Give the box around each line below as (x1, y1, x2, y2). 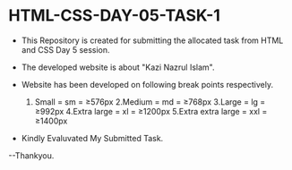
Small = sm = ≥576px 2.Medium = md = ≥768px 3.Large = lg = (34, 96, 266, 107)
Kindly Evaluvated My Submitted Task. (21, 132, 164, 143)
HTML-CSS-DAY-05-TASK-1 (8, 5, 221, 26)
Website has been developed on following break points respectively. (21, 79, 274, 89)
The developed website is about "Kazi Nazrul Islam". (21, 62, 215, 72)
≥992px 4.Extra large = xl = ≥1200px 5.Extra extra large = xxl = (34, 106, 268, 116)
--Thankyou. (8, 149, 55, 161)
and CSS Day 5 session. (21, 44, 110, 55)
